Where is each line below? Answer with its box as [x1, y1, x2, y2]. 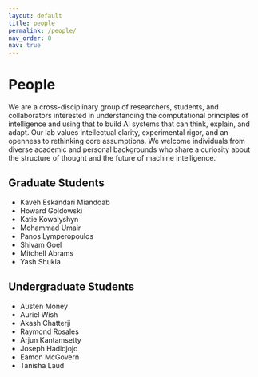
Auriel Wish [19, 309, 58, 319]
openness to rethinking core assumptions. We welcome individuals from [8, 137, 246, 146]
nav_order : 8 [8, 34, 52, 42]
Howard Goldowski [19, 205, 83, 216]
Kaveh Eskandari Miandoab [19, 197, 110, 207]
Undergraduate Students [8, 280, 135, 294]
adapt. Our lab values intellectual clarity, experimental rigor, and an [8, 128, 229, 137]
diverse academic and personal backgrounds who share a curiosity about [8, 145, 251, 154]
